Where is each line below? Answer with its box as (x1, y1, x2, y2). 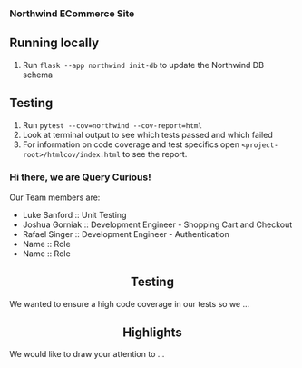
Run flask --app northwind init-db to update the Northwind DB (22, 59, 265, 70)
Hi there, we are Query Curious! (9, 171, 151, 184)
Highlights (122, 325, 183, 341)
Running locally (9, 35, 100, 51)
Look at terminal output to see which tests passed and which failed (22, 129, 274, 140)
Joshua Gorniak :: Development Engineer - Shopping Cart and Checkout (22, 219, 293, 230)
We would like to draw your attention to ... (9, 349, 165, 360)
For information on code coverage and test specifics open (22, 139, 240, 150)
